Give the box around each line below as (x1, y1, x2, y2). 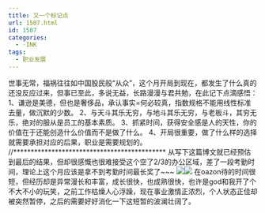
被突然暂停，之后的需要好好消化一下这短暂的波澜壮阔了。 (8, 196, 195, 206)
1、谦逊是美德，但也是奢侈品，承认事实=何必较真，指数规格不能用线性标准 (8, 98, 252, 107)
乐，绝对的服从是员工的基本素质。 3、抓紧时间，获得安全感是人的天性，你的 (8, 118, 257, 127)
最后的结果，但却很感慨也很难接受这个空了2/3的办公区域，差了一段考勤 (14, 157, 248, 166)
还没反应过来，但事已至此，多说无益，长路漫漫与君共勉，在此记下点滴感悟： (8, 88, 258, 97)
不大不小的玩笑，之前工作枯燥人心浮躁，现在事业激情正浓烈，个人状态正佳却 (8, 186, 258, 196)
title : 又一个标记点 (8, 11, 69, 20)
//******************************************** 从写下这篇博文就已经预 (8, 147, 244, 156)
